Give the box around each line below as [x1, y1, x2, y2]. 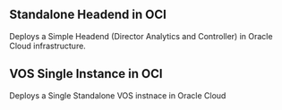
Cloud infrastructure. [9, 40, 87, 51]
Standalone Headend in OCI [9, 7, 167, 22]
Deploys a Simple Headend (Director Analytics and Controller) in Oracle [9, 30, 273, 41]
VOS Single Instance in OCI [9, 66, 163, 81]
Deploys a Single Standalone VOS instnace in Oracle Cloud [9, 89, 226, 101]
